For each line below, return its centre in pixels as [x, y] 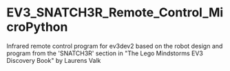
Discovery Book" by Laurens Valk [54, 60]
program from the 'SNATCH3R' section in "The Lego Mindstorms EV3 [105, 53]
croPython [37, 27]
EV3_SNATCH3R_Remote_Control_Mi [115, 13]
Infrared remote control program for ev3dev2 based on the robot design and [115, 46]
